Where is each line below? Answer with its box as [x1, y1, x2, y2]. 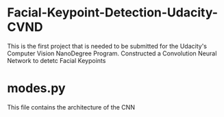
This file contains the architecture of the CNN [7, 103, 136, 111]
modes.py [7, 81, 66, 96]
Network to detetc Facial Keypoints [7, 56, 106, 64]
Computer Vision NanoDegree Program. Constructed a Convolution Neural [7, 49, 217, 57]
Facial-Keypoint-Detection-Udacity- [7, 5, 218, 21]
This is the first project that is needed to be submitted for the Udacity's [7, 42, 208, 50]
